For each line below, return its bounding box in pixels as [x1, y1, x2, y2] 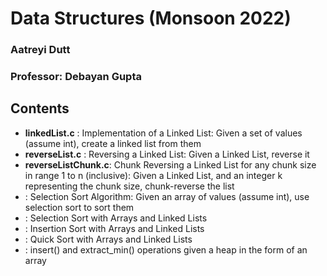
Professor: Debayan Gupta [10, 70, 142, 84]
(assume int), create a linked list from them [24, 137, 202, 149]
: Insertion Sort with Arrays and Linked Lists [24, 222, 205, 234]
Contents [10, 100, 70, 117]
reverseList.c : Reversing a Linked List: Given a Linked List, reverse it [24, 148, 310, 160]
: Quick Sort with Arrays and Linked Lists [24, 233, 193, 245]
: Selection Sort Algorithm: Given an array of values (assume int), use [24, 190, 310, 202]
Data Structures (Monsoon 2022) [10, 7, 292, 30]
